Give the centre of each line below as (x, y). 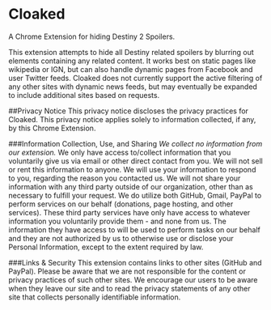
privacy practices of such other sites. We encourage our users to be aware (133, 279)
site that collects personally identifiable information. (95, 297)
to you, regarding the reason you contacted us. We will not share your (125, 178)
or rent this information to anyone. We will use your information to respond (132, 169)
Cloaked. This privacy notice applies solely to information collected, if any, (132, 119)
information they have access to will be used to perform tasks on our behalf (134, 229)
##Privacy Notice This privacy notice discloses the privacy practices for (129, 111)
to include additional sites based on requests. (84, 95)
